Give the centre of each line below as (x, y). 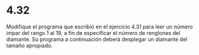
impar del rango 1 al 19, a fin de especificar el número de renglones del (93, 33)
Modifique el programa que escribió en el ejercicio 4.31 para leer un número (99, 27)
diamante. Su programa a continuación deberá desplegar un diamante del (97, 39)
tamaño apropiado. (29, 46)
